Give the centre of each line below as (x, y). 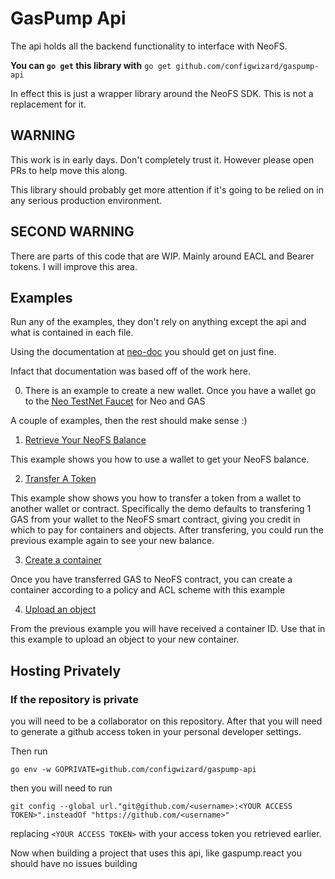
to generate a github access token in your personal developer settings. (156, 732)
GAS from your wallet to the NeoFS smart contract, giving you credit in (155, 519)
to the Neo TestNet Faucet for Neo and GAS (115, 401)
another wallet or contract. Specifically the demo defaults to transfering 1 (161, 509)
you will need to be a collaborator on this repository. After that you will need (166, 721)
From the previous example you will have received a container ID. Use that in (168, 629)
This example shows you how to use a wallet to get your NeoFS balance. (160, 459)
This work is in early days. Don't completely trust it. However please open (162, 159)
